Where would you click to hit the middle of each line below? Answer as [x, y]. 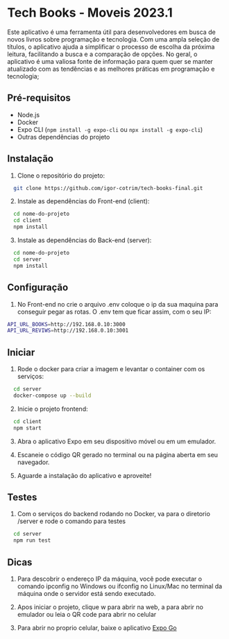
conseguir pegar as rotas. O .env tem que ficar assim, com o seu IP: [114, 312]
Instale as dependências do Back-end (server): [84, 240]
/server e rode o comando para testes [71, 521]
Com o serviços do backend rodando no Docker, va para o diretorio [113, 514]
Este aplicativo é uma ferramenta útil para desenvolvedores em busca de [112, 32]
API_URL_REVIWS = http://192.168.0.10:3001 [68, 331]
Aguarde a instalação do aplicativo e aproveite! [84, 475]
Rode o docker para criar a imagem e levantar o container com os [111, 369]
